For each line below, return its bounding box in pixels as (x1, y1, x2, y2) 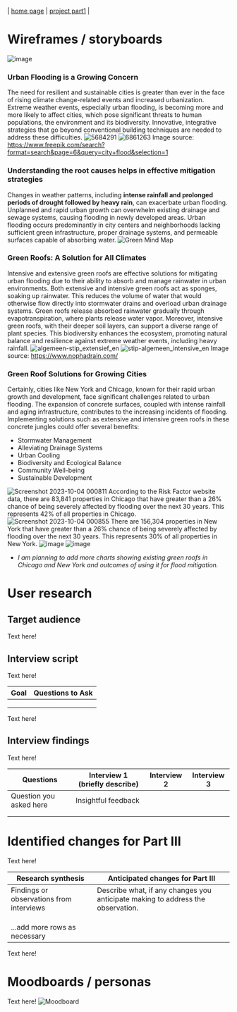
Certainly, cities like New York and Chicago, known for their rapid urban (7, 385, 216, 394)
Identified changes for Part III (7, 833, 181, 849)
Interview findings (7, 735, 90, 747)
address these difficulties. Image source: (7, 133, 194, 142)
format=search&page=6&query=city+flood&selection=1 (7, 148, 169, 156)
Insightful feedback (75, 795, 140, 805)
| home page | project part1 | (7, 7, 90, 15)
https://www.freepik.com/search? (7, 141, 105, 149)
